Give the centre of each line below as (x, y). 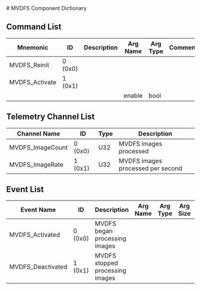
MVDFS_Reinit (29, 65)
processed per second (150, 168)
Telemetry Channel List (51, 117)
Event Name (38, 210)
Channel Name (39, 134)
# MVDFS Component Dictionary (46, 8)
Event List (25, 189)
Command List (34, 27)
